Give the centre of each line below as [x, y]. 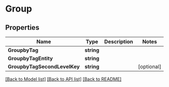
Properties [22, 28]
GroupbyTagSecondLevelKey [44, 67]
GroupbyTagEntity [30, 58]
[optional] [149, 67]
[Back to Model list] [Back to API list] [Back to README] [63, 79]
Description [119, 42]
